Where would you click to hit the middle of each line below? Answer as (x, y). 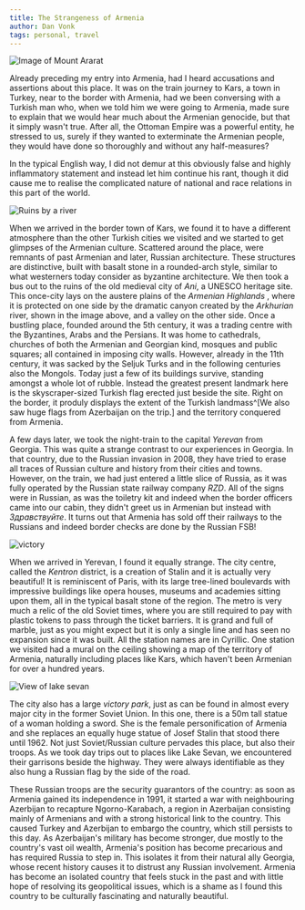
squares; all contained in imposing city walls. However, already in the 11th (147, 354)
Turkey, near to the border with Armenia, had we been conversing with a (145, 98)
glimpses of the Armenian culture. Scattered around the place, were (137, 248)
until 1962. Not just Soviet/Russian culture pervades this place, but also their (152, 743)
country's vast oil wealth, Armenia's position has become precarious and (147, 848)
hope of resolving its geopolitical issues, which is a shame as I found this (146, 886)
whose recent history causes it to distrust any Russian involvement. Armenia (152, 867)
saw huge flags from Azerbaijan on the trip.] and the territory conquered (145, 412)
